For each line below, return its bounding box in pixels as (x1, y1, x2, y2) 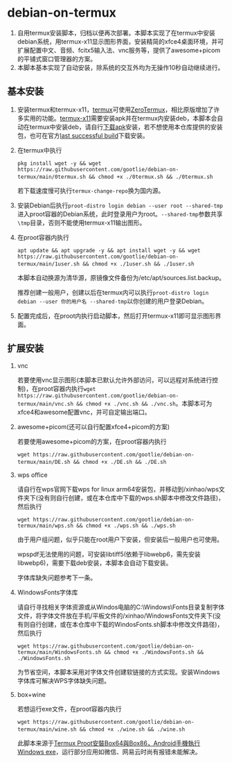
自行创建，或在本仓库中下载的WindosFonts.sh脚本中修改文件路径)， (29, 620, 224, 628)
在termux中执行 (17, 146, 62, 154)
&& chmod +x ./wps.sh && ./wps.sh (75, 522, 176, 529)
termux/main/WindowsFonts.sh (17, 648, 102, 656)
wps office (17, 470, 48, 479)
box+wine (17, 690, 46, 698)
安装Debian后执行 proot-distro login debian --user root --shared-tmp (17, 201, 224, 209)
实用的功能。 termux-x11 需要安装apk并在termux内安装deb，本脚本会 (23, 114, 217, 122)
